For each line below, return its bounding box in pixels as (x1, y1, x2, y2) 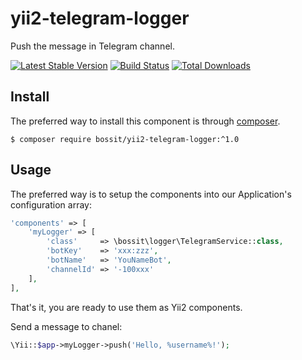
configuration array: (10, 198, 92, 211)
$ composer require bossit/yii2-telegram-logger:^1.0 (10, 134, 240, 144)
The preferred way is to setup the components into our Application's (10, 188, 292, 200)
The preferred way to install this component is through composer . (10, 115, 281, 127)
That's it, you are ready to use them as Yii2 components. (10, 301, 243, 313)
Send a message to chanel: (10, 320, 123, 332)
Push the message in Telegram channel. (10, 40, 175, 52)
